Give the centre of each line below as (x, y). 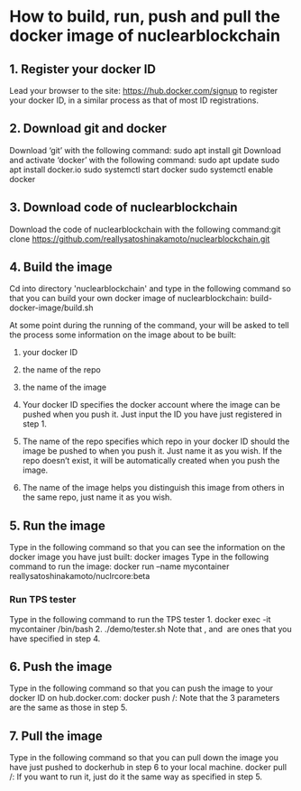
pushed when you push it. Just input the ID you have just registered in (152, 414)
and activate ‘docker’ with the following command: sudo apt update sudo (145, 160)
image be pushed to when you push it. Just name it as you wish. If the (152, 451)
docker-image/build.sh (51, 308)
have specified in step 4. (55, 639)
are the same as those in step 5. (68, 708)
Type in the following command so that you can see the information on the (147, 547)
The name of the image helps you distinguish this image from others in (154, 488)
